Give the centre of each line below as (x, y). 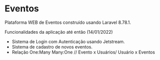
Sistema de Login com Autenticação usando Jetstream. (68, 41)
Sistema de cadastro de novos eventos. (52, 47)
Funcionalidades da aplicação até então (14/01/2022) (59, 32)
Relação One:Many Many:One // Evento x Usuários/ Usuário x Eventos (83, 52)
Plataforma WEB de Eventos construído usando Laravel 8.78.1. (68, 22)
